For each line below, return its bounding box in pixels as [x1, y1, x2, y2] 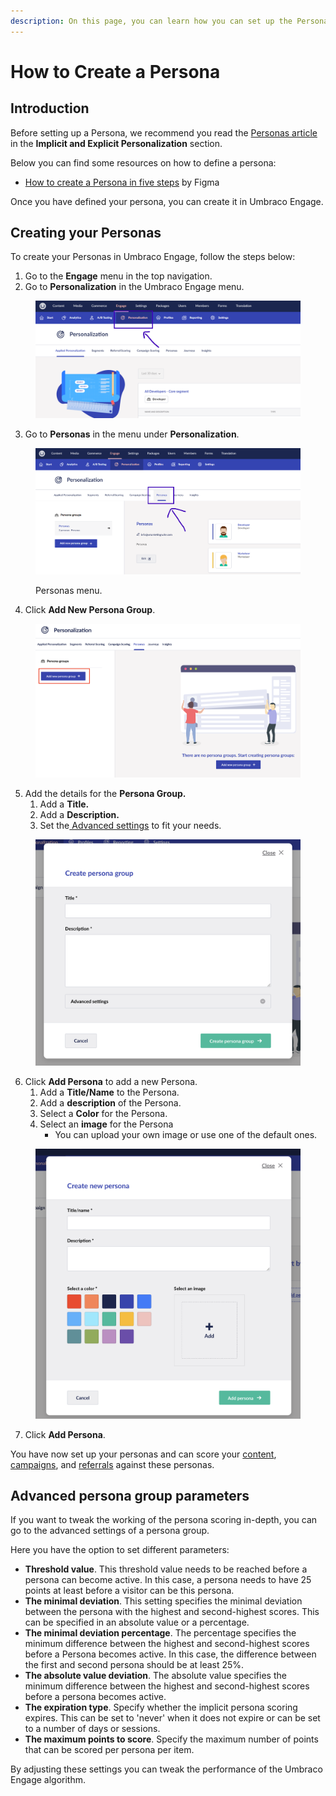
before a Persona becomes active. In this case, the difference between [24, 1648, 317, 1660]
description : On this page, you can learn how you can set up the [10, 16, 293, 26]
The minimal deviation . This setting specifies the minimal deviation [24, 1595, 303, 1607]
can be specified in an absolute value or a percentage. [24, 1616, 250, 1629]
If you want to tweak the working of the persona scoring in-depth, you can [10, 1514, 318, 1526]
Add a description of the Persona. [39, 1096, 182, 1109]
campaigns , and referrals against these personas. [10, 1458, 215, 1470]
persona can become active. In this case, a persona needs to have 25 [24, 1574, 312, 1586]
